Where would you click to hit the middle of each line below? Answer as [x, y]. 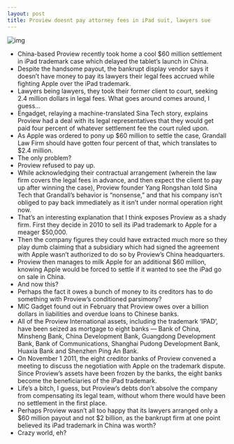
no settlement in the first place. [62, 403]
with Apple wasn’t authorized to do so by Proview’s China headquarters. [121, 254]
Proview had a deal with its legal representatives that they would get [116, 120]
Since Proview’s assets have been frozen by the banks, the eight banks [119, 373]
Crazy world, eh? [42, 432]
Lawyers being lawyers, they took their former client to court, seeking [117, 91]
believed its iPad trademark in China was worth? [87, 425]
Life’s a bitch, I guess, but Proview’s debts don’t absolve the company [117, 388]
